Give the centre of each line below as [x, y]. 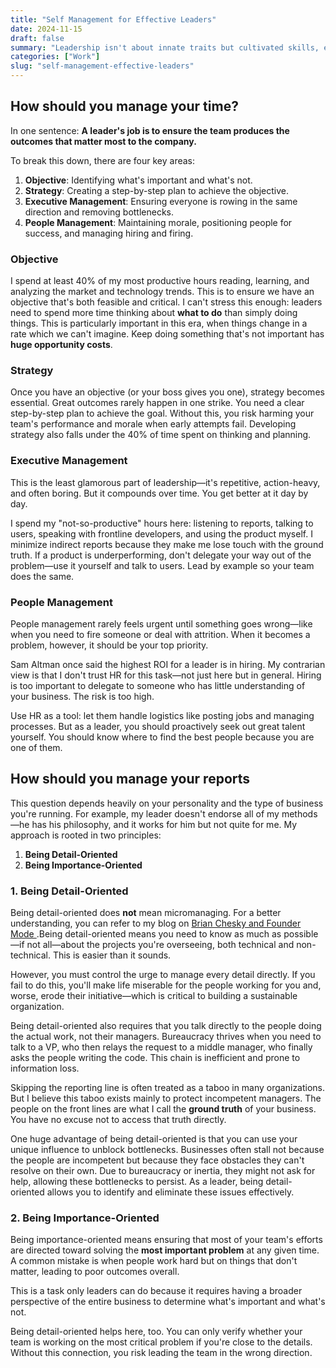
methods [299, 813]
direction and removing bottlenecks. [99, 212]
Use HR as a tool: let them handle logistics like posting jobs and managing [162, 715]
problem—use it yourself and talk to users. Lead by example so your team [162, 565]
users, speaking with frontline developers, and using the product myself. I [161, 533]
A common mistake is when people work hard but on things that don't [154, 1261]
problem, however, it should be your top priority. [109, 645]
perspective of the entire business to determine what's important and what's [168, 1302]
